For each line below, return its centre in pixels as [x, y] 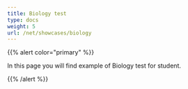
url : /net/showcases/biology [49, 33]
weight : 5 [22, 26]
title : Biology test [37, 13]
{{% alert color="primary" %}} [51, 52]
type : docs [23, 20]
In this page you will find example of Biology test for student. [94, 66]
